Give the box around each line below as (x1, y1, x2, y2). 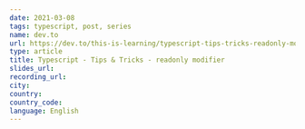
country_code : (9, 97, 64, 107)
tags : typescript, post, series (9, 22, 132, 31)
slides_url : (9, 64, 54, 74)
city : (9, 81, 30, 90)
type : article (9, 47, 64, 56)
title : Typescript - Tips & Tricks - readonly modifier (9, 55, 225, 64)
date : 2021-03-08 (9, 13, 75, 23)
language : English (9, 106, 79, 115)
